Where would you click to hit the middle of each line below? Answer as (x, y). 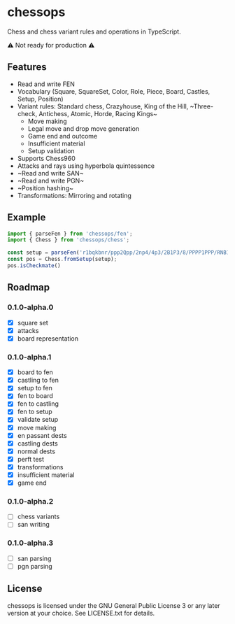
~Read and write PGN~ (51, 180)
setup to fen (35, 388)
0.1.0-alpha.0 (30, 307)
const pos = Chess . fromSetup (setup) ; (62, 260)
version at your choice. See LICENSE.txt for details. (81, 613)
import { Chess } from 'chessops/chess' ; (69, 240)
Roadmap (29, 288)
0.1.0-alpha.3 (30, 543)
